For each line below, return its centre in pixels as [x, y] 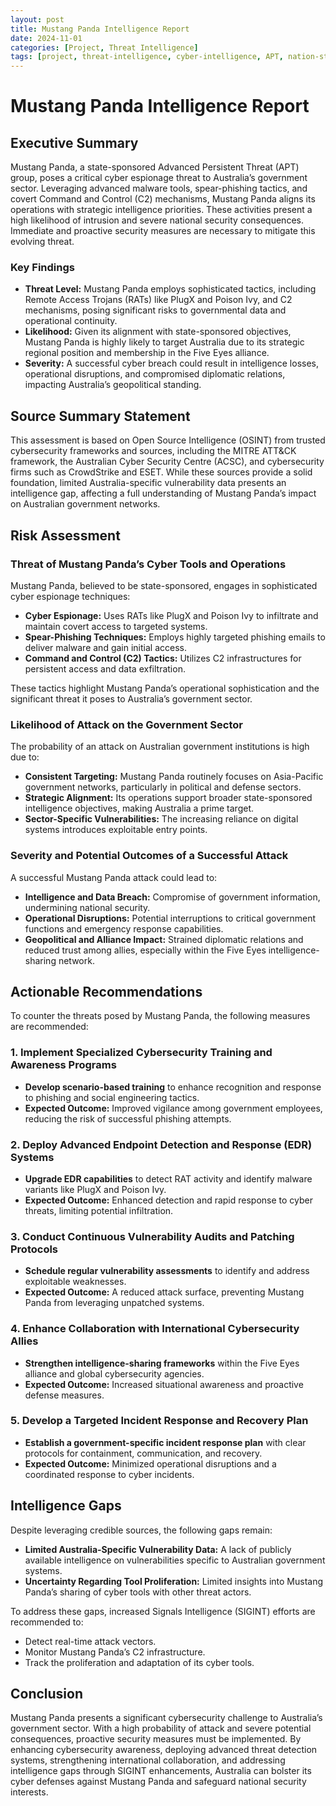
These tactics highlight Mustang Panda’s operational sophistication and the [165, 688]
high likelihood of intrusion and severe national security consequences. [157, 220]
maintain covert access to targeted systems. [116, 626]
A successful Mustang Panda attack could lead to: [114, 877]
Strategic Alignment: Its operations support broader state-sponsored [168, 798]
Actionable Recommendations [106, 991]
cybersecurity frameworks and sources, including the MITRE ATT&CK [153, 451]
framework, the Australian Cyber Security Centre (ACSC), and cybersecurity [167, 462]
